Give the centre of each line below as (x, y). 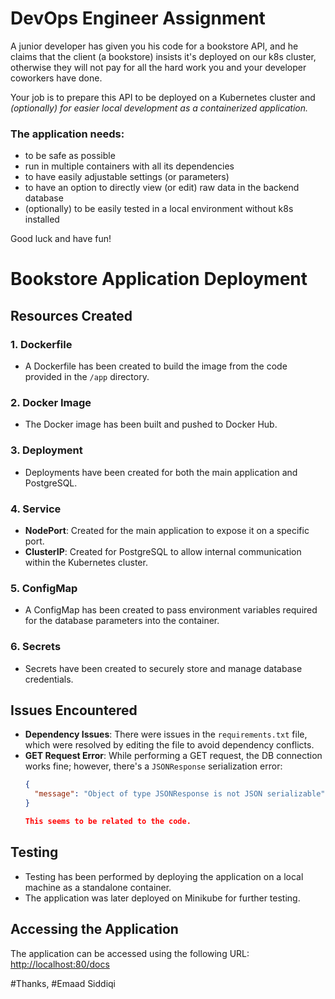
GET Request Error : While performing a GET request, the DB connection (173, 756)
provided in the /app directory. (87, 377)
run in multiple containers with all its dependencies (129, 166)
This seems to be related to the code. (108, 822)
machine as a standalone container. (98, 887)
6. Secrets (36, 647)
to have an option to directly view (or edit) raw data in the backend (162, 188)
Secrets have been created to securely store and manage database (163, 668)
